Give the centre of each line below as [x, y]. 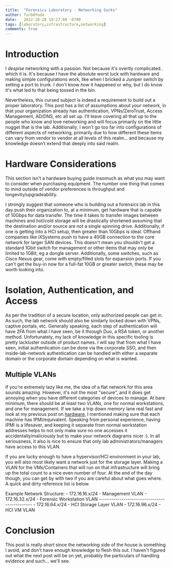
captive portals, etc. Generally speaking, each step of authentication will [81, 326]
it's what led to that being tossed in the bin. [51, 90]
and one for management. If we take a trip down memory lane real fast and [84, 409]
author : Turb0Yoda [25, 15]
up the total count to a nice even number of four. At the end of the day [79, 472]
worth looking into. [25, 269]
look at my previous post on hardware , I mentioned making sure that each [83, 414]
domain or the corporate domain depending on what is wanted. [72, 359]
